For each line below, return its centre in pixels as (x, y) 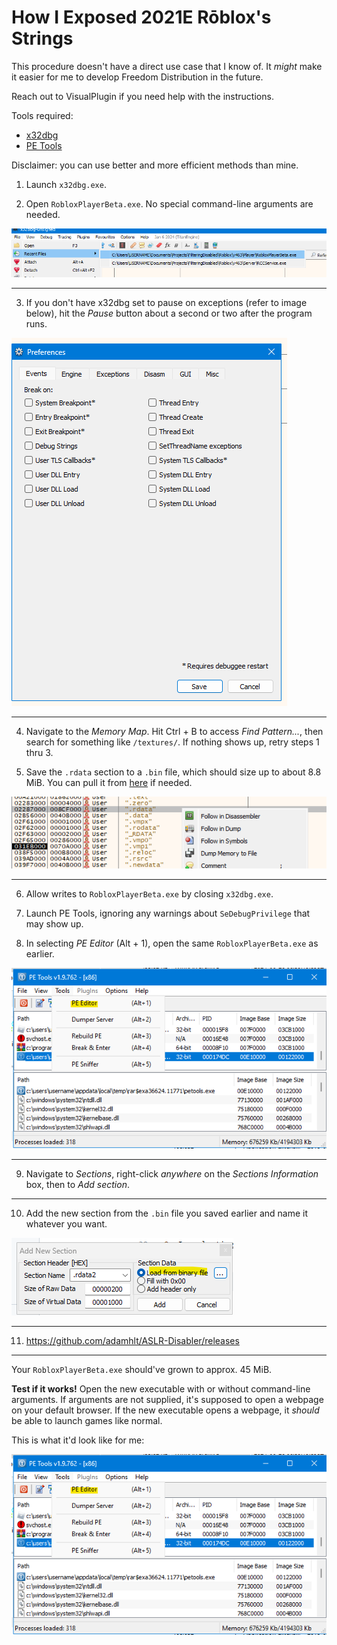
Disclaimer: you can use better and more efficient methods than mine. (155, 165)
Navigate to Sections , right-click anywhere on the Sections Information (172, 1173)
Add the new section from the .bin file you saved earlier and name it (167, 1213)
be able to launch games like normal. (87, 1420)
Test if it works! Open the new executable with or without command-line (161, 1388)
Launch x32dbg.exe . (66, 184)
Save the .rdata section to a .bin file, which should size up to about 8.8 (173, 772)
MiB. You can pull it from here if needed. (109, 783)
